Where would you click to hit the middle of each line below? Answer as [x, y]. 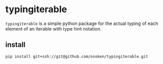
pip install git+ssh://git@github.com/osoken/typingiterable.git [77, 56]
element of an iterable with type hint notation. [53, 28]
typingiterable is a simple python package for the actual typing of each [82, 23]
